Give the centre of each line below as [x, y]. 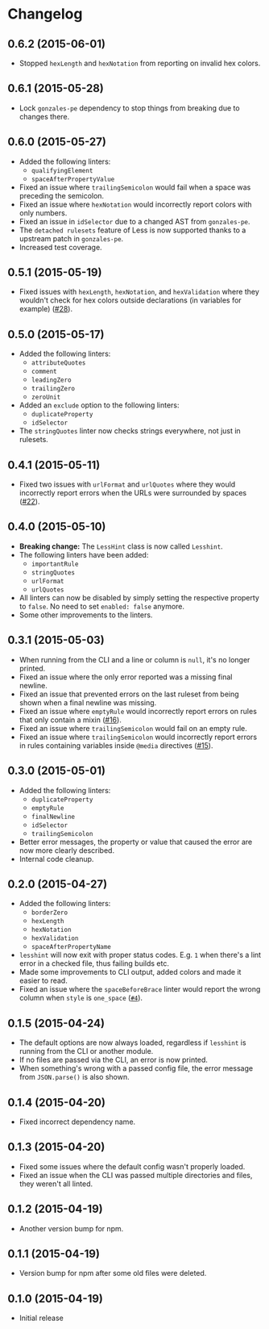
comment [44, 372]
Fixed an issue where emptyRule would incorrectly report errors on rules [138, 711]
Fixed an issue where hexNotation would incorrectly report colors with [135, 204]
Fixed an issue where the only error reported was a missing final [126, 677]
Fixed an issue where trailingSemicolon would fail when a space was [135, 187]
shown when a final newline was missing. [88, 702]
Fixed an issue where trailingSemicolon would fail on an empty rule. [133, 728]
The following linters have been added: [84, 554]
